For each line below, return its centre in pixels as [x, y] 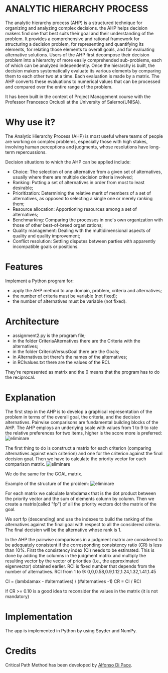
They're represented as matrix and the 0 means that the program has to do [82, 372]
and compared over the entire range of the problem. [59, 87]
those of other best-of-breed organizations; [57, 225]
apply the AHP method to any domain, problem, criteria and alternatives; [87, 290]
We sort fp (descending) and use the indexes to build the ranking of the [79, 519]
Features [24, 267]
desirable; [23, 188]
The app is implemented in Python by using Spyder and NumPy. [71, 630]
